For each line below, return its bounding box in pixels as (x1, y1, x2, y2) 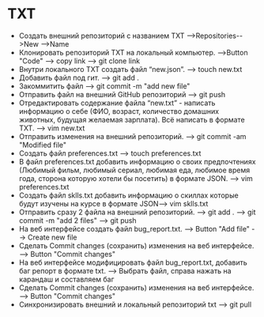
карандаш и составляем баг (18, 274, 115, 284)
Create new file (28, 232, 77, 242)
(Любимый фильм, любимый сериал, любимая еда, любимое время (18, 165, 251, 175)
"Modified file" (18, 140, 67, 149)
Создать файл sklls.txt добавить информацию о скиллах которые (18, 191, 239, 200)
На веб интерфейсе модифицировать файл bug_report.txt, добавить (18, 258, 248, 267)
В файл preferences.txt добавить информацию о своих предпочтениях (18, 157, 256, 166)
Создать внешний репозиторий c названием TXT (18, 31, 185, 40)
